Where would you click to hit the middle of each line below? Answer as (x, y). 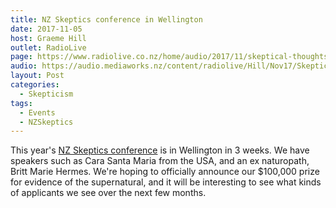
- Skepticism (46, 94)
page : (21, 57)
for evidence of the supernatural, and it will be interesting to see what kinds (166, 182)
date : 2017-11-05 (46, 29)
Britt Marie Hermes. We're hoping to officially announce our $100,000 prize (165, 172)
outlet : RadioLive (48, 47)
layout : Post (37, 76)
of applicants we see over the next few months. (108, 193)
